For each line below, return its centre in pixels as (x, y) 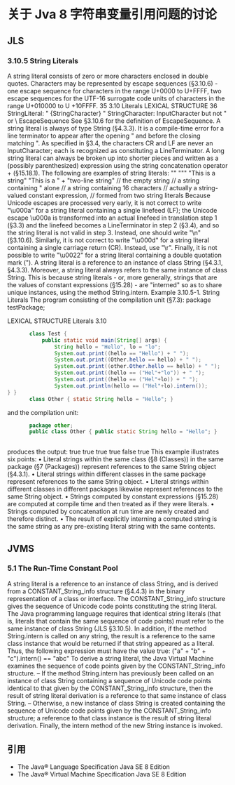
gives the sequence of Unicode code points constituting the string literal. (112, 606)
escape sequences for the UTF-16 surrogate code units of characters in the (116, 98)
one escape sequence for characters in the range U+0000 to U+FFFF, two (114, 91)
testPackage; (26, 307)
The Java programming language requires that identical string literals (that (114, 613)
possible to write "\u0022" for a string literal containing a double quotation (114, 255)
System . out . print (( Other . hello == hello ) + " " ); (128, 360)
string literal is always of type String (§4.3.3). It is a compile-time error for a (116, 128)
